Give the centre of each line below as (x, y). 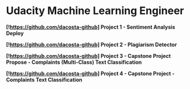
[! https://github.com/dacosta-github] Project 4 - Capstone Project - (90, 73)
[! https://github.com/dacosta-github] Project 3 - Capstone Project (89, 56)
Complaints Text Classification (44, 80)
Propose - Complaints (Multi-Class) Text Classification (74, 62)
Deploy (15, 33)
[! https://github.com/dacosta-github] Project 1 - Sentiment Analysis (91, 27)
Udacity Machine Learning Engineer (95, 11)
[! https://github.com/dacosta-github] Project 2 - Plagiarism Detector (91, 44)
